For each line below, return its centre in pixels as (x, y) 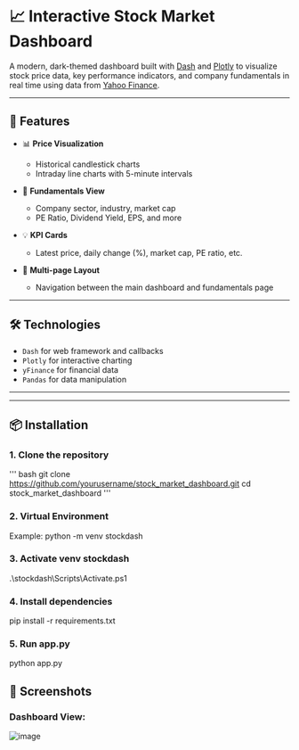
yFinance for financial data (70, 369)
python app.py (36, 663)
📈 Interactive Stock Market (112, 16)
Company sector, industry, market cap (105, 208)
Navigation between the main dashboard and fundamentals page (154, 287)
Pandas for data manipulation (74, 379)
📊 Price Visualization (63, 144)
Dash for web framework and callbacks (93, 350)
